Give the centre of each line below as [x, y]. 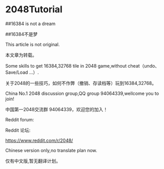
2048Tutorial [34, 9]
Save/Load [17, 72]
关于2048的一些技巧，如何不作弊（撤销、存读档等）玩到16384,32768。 [81, 83]
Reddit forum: [20, 119]
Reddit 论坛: [18, 130]
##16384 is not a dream [30, 24]
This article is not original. [33, 44]
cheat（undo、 [144, 66]
